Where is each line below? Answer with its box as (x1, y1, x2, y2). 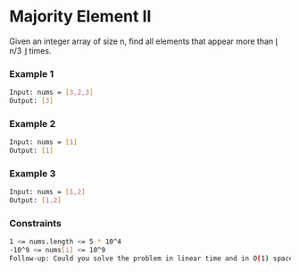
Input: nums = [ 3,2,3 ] (9, 88, 94, 98)
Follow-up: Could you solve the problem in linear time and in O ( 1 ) (9, 254, 270, 263)
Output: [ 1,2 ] (9, 196, 62, 205)
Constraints (9, 217, 62, 229)
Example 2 (9, 117, 56, 130)
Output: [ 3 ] (9, 97, 54, 106)
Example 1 (9, 67, 54, 80)
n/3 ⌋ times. (9, 45, 52, 55)
